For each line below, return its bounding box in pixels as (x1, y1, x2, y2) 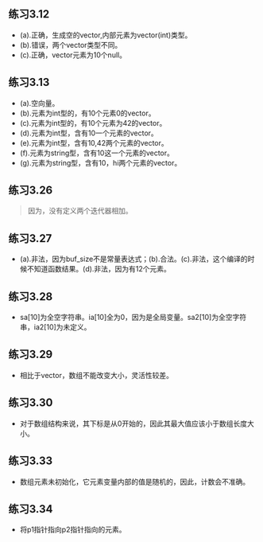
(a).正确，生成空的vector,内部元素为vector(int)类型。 (19, 30, 192, 40)
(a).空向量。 (19, 98, 60, 107)
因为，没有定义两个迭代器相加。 (27, 206, 133, 216)
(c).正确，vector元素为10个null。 (19, 50, 127, 60)
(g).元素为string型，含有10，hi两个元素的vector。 (19, 158, 182, 167)
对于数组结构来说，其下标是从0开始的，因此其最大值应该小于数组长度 (19, 419, 248, 428)
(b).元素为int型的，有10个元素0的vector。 (19, 108, 156, 118)
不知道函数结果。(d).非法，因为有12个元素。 (26, 264, 171, 274)
